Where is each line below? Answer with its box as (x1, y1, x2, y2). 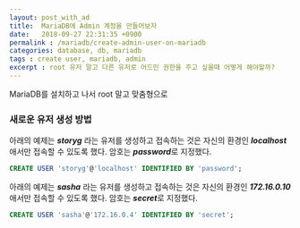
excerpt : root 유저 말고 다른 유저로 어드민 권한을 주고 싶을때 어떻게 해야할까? (9, 63, 276, 72)
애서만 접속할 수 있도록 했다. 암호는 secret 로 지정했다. (9, 193, 199, 204)
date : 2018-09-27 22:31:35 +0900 (9, 30, 142, 38)
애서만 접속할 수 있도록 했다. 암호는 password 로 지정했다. (9, 147, 212, 157)
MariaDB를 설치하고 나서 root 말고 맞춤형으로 (9, 89, 168, 99)
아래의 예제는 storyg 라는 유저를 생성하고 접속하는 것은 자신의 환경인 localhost (9, 135, 287, 146)
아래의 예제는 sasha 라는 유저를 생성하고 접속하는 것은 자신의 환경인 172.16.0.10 (9, 182, 291, 192)
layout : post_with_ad (9, 13, 90, 22)
